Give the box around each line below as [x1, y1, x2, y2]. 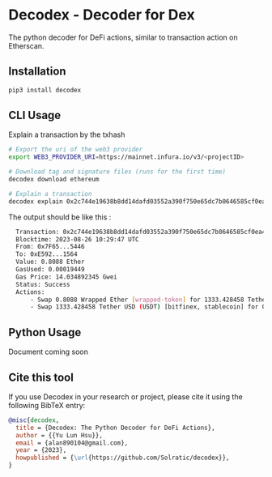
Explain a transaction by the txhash [8, 130, 125, 139]
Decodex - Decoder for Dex [8, 6, 196, 24]
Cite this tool [8, 370, 74, 384]
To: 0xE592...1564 [15, 250, 79, 258]
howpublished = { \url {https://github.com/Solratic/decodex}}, [15, 454, 230, 462]
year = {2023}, [15, 446, 67, 454]
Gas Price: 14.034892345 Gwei [15, 273, 117, 281]
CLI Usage [8, 109, 62, 122]
